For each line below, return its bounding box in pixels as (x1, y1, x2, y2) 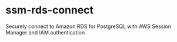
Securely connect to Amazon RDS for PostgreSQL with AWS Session (5, 23, 172, 30)
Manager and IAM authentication (5, 29, 85, 36)
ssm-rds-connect (5, 3, 94, 17)
